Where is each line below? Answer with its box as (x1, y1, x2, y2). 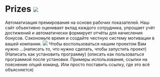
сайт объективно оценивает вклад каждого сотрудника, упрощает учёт (5, 24, 156, 30)
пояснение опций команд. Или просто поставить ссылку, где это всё (5, 61, 150, 67)
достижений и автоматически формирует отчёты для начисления (5, 30, 143, 36)
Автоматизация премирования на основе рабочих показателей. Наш (5, 19, 150, 25)
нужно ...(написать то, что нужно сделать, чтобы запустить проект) (5, 46, 147, 52)
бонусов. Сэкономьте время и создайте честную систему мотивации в (5, 35, 155, 41)
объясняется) (5, 67, 34, 73)
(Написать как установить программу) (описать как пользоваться (5, 51, 144, 57)
